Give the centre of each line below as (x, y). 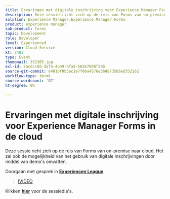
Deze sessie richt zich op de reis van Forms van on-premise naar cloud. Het (84, 151)
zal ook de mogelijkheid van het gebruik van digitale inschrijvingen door (80, 156)
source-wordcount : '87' (30, 81)
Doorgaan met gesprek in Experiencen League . (55, 171)
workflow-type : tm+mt (28, 76)
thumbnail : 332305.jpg (29, 62)
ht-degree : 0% (20, 85)
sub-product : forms (26, 29)
